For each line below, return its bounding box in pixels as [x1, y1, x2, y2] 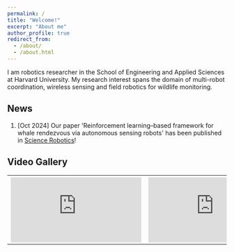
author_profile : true [7, 29, 70, 37]
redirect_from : [7, 36, 52, 43]
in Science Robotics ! [17, 136, 77, 144]
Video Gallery [7, 156, 68, 168]
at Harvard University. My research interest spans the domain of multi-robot [7, 75, 225, 83]
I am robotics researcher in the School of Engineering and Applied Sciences [7, 67, 225, 76]
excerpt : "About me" [7, 23, 68, 30]
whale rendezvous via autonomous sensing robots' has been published [17, 128, 222, 137]
